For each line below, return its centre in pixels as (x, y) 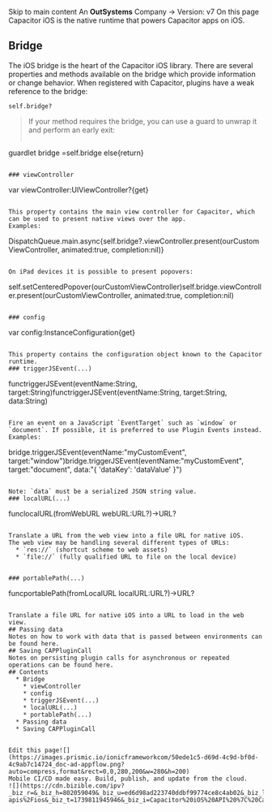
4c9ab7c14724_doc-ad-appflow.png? (67, 764)
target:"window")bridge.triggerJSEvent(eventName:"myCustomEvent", (126, 460)
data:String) (28, 400)
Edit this (25, 750)
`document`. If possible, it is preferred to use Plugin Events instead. (136, 430)
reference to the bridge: (48, 91)
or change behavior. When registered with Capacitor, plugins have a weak (132, 82)
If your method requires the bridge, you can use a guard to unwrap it (142, 121)
